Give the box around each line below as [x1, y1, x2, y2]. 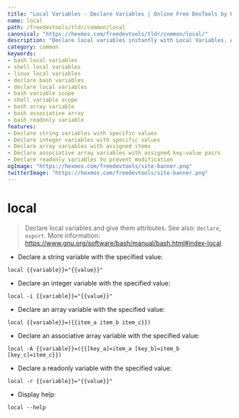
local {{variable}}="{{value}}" [7, 266, 103, 273]
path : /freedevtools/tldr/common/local [7, 23, 126, 31]
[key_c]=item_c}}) [7, 351, 62, 358]
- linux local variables [7, 70, 81, 77]
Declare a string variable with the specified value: [17, 252, 164, 261]
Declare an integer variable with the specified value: [17, 278, 171, 287]
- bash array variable [7, 103, 75, 110]
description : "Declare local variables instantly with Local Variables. [7, 37, 228, 44]
